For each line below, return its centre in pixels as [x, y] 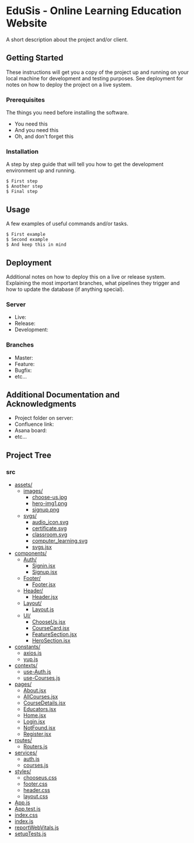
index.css [26, 815]
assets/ [23, 485]
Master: [24, 358]
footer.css [35, 784]
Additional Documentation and [63, 395]
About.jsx [35, 690]
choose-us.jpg [49, 497]
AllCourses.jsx [41, 697]
